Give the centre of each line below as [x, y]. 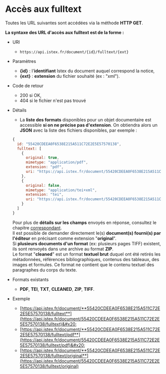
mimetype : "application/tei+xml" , [61, 190]
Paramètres [24, 61]
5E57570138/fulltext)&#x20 [48, 324]
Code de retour [28, 86]
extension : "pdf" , [45, 167]
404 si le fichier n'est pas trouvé [53, 101]
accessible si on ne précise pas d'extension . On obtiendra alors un [88, 125]
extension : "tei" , [45, 195]
